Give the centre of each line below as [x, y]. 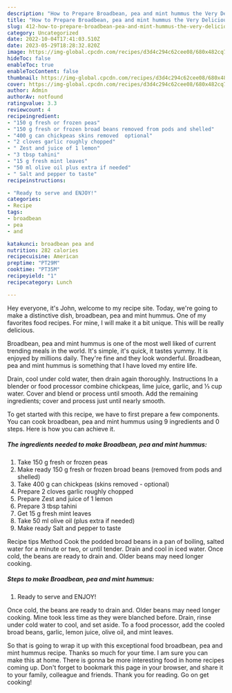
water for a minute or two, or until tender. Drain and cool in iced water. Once [115, 549]
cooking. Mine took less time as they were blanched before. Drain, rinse [109, 617]
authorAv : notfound [35, 97]
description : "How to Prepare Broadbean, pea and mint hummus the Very [112, 13]
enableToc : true [30, 65]
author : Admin [28, 90]
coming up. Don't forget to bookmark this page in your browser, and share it [115, 667]
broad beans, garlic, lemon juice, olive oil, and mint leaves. [90, 632]
